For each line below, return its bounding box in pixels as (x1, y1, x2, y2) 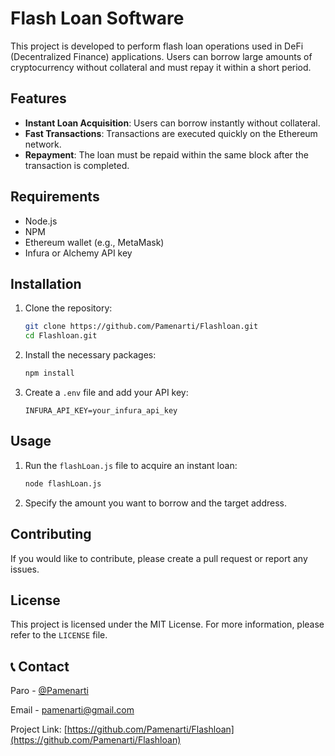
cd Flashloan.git (24, 331, 98, 341)
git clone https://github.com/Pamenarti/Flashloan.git (24, 322, 259, 332)
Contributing (10, 526, 92, 543)
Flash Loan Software (10, 7, 185, 30)
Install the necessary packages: (24, 349, 157, 361)
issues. (10, 563, 40, 575)
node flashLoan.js (24, 478, 102, 489)
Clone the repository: (24, 302, 113, 314)
